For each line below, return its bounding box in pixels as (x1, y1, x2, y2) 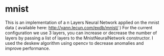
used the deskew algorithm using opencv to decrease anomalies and (5, 40, 144, 46)
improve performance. (5, 45, 50, 51)
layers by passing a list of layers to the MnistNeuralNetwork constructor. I (5, 35, 153, 41)
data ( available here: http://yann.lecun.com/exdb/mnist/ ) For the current (5, 24, 153, 30)
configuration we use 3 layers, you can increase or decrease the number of (5, 30, 157, 36)
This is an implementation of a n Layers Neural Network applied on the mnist (5, 19, 160, 25)
